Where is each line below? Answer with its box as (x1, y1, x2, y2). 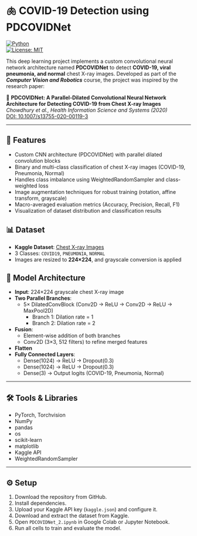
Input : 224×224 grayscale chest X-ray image (14, 289, 124, 296)
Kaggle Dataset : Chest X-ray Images (14, 243, 104, 250)
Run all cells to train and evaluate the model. (14, 525, 122, 531)
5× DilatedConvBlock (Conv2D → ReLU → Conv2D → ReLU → (23, 301, 173, 308)
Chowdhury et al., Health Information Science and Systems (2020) (6, 106, 168, 113)
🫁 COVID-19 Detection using (6, 4, 150, 18)
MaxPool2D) (23, 307, 54, 314)
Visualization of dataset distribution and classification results (14, 207, 162, 214)
